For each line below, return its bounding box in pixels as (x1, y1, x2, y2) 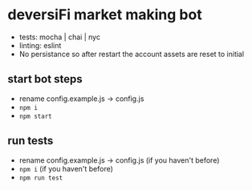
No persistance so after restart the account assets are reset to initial (18, 49, 245, 59)
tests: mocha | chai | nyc (18, 32, 101, 42)
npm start (18, 112, 53, 120)
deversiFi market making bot (7, 6, 202, 24)
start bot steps (7, 72, 83, 86)
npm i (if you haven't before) (18, 164, 114, 173)
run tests (7, 134, 54, 148)
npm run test (18, 174, 63, 182)
